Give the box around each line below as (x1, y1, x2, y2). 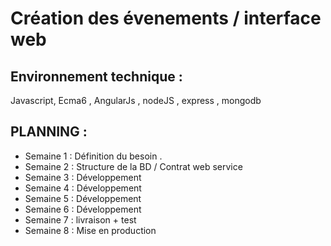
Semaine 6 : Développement (24, 203, 142, 215)
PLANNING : (10, 123, 88, 141)
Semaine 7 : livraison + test (24, 213, 137, 226)
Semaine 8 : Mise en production (24, 224, 157, 236)
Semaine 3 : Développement (24, 171, 142, 183)
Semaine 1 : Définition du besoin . (24, 150, 163, 162)
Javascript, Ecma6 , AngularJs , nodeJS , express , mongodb (10, 95, 262, 106)
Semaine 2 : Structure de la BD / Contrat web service (24, 160, 243, 172)
